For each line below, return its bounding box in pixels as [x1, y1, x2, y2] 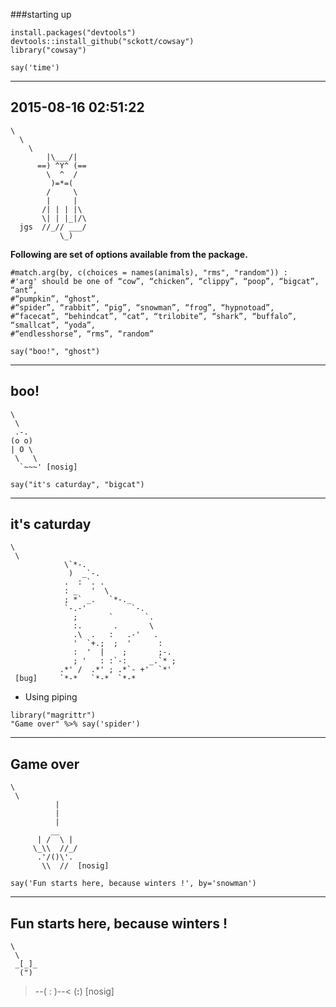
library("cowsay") [10, 45, 87, 55]
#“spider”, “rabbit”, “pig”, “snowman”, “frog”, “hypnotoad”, [10, 302, 275, 313]
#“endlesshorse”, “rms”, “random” [10, 329, 155, 339]
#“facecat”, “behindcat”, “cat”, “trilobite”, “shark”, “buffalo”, [10, 311, 298, 321]
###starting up [10, 9, 72, 20]
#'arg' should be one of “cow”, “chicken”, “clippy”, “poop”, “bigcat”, [10, 276, 320, 286]
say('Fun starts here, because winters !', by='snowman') [10, 879, 257, 889]
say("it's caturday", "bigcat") [10, 479, 145, 489]
